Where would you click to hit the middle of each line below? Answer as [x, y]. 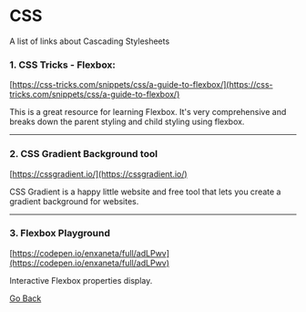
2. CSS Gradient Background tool [83, 154]
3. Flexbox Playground [60, 234]
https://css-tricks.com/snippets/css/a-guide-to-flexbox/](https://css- [143, 85]
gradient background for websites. [74, 201]
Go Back [25, 298]
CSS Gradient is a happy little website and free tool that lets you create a [145, 192]
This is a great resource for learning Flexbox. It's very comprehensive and [148, 112]
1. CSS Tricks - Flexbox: [63, 65]
